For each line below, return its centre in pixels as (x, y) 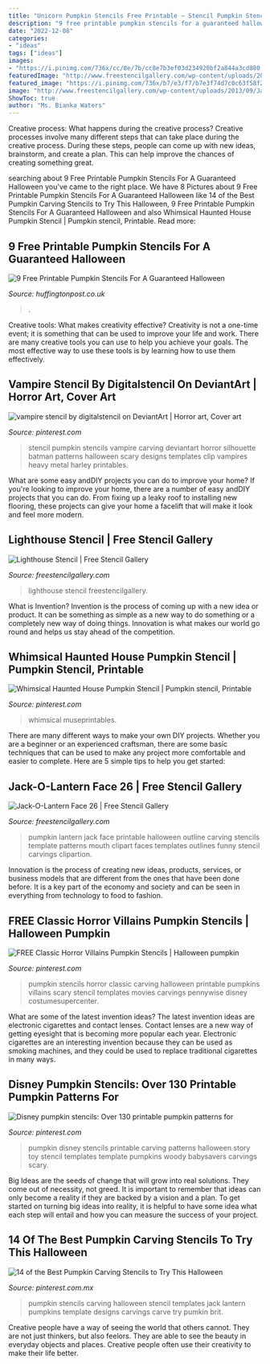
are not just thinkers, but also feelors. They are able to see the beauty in (127, 1336)
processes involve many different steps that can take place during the (124, 137)
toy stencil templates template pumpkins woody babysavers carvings (142, 1156)
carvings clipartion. (60, 855)
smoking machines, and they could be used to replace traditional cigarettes (133, 1051)
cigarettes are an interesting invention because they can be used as (121, 1042)
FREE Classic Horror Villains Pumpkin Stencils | (129, 921)
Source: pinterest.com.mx (51, 1288)
